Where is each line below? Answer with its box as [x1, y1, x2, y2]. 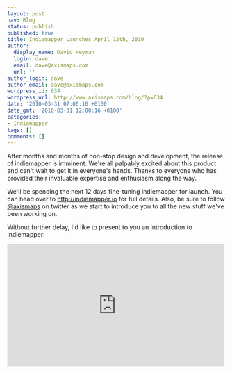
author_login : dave [7, 74, 64, 82]
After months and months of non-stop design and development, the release [7, 152, 224, 160]
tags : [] [7, 126, 33, 133]
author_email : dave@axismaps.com [7, 81, 104, 88]
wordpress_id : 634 [7, 88, 60, 94]
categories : [7, 113, 42, 120]
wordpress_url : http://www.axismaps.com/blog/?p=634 [7, 94, 163, 101]
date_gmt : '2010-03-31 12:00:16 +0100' [7, 107, 123, 114]
